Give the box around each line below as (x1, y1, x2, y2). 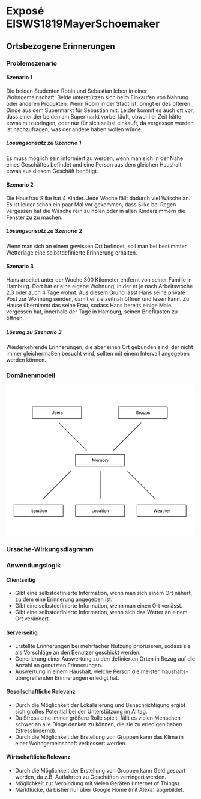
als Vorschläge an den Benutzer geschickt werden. (14, 649, 141, 656)
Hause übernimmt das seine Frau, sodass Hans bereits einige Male (6, 302, 172, 309)
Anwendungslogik (6, 561, 61, 570)
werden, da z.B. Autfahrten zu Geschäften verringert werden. (14, 773, 167, 780)
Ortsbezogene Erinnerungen (6, 41, 115, 51)
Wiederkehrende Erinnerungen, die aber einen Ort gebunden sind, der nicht (6, 344, 193, 351)
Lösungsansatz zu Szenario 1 (6, 140, 82, 147)
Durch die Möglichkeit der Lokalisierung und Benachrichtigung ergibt (14, 701, 186, 708)
